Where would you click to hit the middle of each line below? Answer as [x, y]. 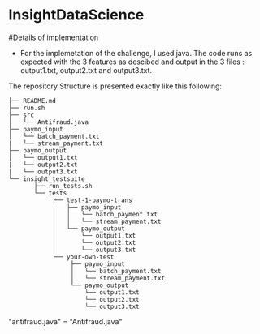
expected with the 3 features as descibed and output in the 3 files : [132, 62]
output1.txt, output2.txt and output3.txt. [86, 70]
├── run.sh [27, 108]
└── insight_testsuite [47, 179]
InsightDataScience [76, 15]
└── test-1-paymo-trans [92, 200]
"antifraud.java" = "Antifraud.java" [65, 321]
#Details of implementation [54, 37]
